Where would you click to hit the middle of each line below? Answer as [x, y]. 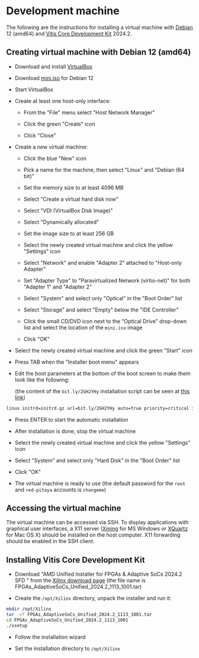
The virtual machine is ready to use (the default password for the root [100, 483]
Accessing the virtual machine [64, 508]
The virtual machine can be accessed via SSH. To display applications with [97, 522]
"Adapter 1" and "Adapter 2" [58, 287]
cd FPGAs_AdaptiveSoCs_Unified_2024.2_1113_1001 [67, 620]
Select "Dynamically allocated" [61, 222]
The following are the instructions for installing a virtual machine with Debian [99, 27]
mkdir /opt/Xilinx [29, 609]
